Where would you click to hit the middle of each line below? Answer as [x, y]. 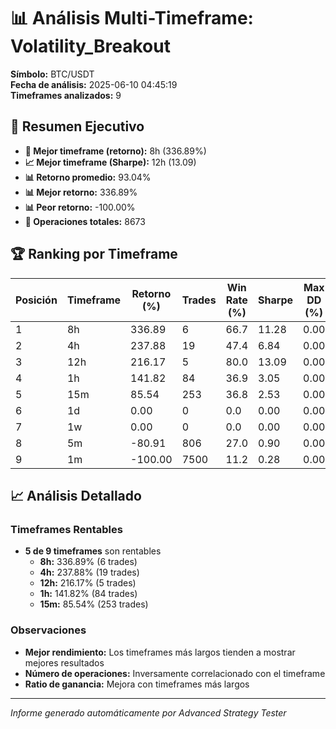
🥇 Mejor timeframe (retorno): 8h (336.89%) [115, 151]
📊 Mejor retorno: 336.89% [81, 192]
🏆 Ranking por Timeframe [94, 254]
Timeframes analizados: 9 [66, 95]
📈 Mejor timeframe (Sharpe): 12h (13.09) [110, 162]
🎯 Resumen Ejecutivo [77, 126]
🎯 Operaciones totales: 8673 [85, 221]
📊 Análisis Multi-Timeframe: [132, 18]
